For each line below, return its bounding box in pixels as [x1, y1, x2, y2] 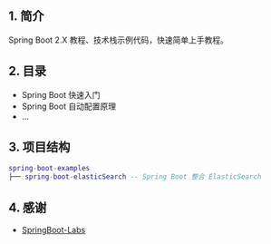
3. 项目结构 [8, 140, 71, 155]
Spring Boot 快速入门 [21, 89, 101, 100]
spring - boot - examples [8, 164, 91, 173]
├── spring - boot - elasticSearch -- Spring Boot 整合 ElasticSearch [8, 172, 262, 181]
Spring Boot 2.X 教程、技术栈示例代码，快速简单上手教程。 [8, 34, 228, 45]
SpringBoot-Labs [21, 225, 86, 235]
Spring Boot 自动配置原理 [21, 101, 117, 112]
